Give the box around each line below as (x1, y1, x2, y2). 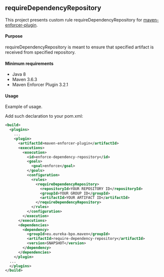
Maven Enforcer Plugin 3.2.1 (12, 82, 68, 87)
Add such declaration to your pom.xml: (5, 113, 83, 119)
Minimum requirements (5, 61, 54, 66)
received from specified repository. (5, 49, 76, 55)
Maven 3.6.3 (12, 77, 38, 83)
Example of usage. (5, 104, 43, 109)
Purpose (5, 33, 23, 39)
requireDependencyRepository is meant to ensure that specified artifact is (5, 44, 154, 50)
